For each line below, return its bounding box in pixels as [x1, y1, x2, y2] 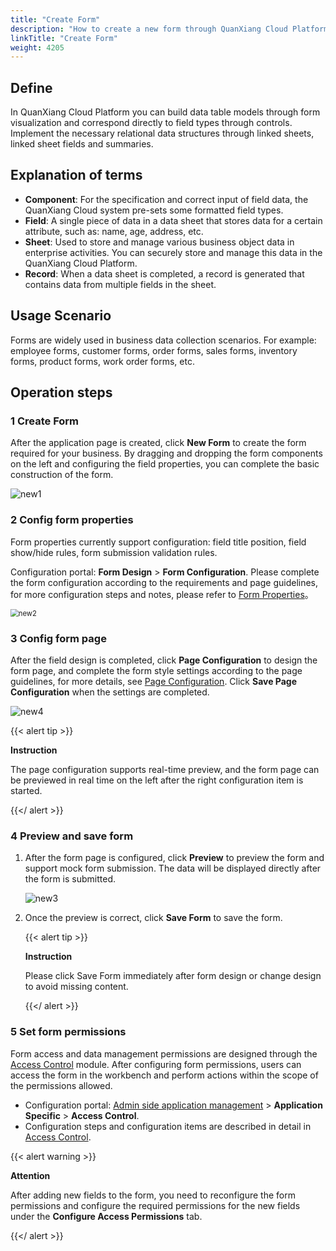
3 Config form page [10, 631, 107, 645]
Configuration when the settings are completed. [10, 686, 210, 698]
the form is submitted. [24, 873, 117, 885]
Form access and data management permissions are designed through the [10, 1047, 318, 1060]
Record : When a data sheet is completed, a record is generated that [24, 267, 305, 280]
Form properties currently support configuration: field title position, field [10, 536, 307, 548]
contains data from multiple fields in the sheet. [24, 278, 217, 290]
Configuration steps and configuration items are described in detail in [24, 1120, 312, 1132]
